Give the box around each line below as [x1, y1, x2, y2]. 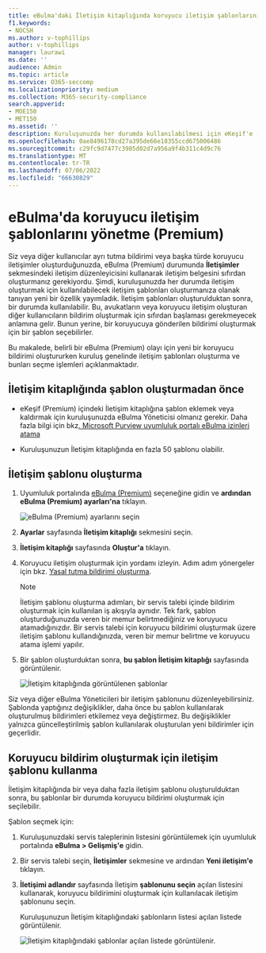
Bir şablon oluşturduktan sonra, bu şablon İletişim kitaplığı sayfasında [19, 655, 249, 665]
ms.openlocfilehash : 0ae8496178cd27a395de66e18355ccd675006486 [8, 137, 222, 145]
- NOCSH [8, 26, 34, 34]
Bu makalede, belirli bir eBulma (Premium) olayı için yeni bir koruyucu [8, 342, 234, 352]
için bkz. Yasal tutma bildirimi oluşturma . [19, 567, 152, 577]
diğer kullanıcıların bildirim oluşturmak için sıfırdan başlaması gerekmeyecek [8, 311, 257, 320]
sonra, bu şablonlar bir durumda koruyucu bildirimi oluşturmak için [8, 793, 225, 803]
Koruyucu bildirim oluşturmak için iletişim [8, 751, 218, 765]
